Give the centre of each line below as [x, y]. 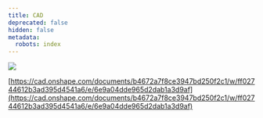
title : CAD [26, 15]
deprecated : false [38, 23]
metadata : [24, 37]
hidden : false [31, 30]
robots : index [38, 45]
